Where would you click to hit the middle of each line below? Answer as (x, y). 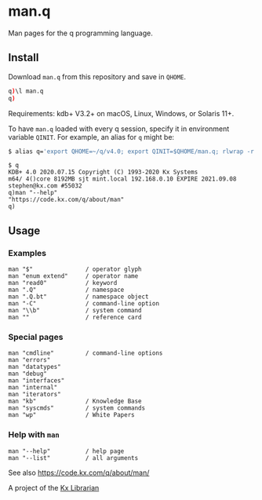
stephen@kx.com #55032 (45, 186)
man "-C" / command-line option (84, 304)
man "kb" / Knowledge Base (75, 401)
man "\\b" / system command (75, 311)
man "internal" (33, 388)
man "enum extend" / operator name (73, 276)
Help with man (34, 435)
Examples (27, 253)
